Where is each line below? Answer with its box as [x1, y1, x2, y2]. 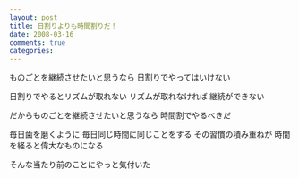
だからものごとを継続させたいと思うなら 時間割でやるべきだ [9, 110, 231, 121]
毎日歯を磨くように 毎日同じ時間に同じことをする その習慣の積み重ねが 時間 [9, 129, 291, 140]
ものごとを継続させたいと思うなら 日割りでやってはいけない [9, 72, 231, 83]
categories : [9, 47, 54, 55]
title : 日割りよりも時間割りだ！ [9, 21, 118, 30]
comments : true [9, 38, 66, 47]
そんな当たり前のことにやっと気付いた [9, 159, 150, 170]
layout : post [9, 13, 58, 22]
